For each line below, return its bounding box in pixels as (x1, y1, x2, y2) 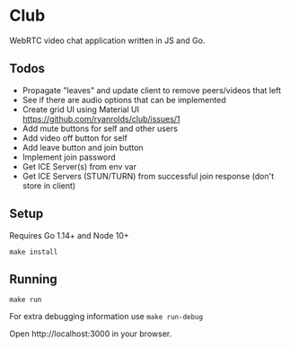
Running (9, 271, 58, 287)
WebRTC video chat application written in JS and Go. (9, 35, 206, 46)
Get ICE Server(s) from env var (22, 161, 137, 171)
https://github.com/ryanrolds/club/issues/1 (22, 113, 181, 124)
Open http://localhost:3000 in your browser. (9, 328, 172, 339)
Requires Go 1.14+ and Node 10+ (9, 230, 130, 240)
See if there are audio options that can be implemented (22, 94, 226, 105)
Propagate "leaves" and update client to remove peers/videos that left (22, 84, 281, 95)
